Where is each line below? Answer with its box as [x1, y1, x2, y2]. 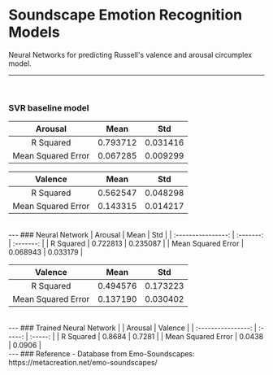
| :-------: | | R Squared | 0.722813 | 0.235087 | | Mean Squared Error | [8, 238, 244, 249]
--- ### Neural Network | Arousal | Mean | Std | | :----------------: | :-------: [8, 230, 264, 240]
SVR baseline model [8, 102, 89, 113]
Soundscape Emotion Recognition [8, 6, 243, 24]
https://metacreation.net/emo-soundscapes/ [8, 358, 158, 368]
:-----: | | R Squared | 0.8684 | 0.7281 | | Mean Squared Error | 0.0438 [29, 332, 264, 342]
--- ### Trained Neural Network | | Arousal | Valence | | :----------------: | [8, 323, 258, 333]
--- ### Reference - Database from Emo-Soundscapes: [8, 349, 195, 359]
